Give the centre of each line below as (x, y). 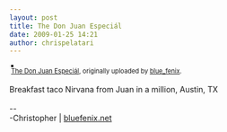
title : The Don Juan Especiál (66, 26)
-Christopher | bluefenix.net (61, 119)
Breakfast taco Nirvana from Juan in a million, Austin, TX (113, 90)
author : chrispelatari (52, 43)
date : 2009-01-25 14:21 (54, 34)
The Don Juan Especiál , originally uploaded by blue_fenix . (96, 71)
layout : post (34, 18)
